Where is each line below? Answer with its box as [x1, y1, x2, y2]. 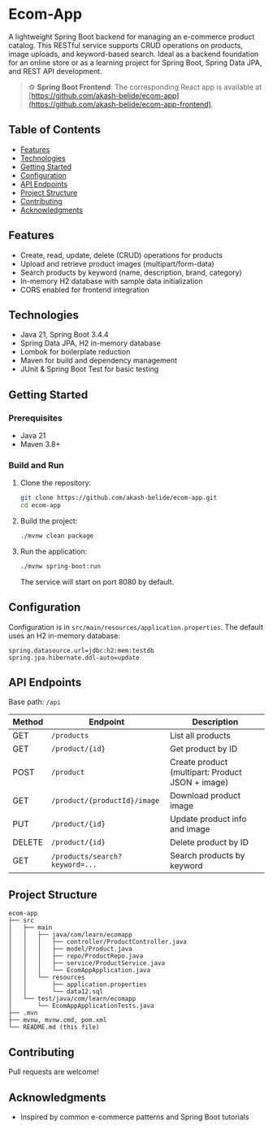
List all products [169, 730, 231, 741]
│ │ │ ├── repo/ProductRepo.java [8, 952, 144, 960]
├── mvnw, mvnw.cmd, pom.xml [8, 1016, 107, 1024]
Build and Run [8, 459, 65, 471]
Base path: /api [8, 697, 61, 707]
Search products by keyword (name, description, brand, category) [19, 267, 242, 277]
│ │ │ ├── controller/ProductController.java [8, 938, 187, 946]
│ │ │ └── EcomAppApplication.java [8, 967, 151, 975]
